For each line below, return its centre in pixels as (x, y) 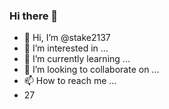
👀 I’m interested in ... (66, 48)
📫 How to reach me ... (70, 81)
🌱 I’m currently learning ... (77, 59)
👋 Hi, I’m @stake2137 (67, 38)
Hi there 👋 (34, 16)
